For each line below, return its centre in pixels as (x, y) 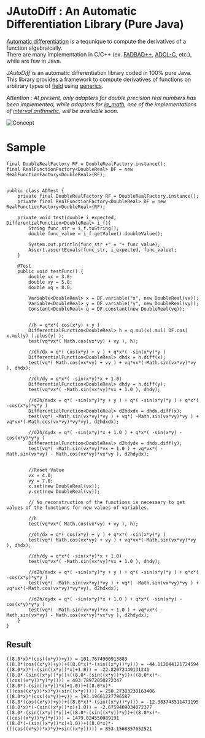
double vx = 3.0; (50, 277)
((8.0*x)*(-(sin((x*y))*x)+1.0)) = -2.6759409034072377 (79, 707)
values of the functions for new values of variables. (78, 508)
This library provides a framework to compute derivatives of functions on (99, 79)
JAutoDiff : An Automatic (72, 11)
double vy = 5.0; (50, 282)
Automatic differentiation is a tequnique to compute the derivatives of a (96, 41)
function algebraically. (34, 48)
